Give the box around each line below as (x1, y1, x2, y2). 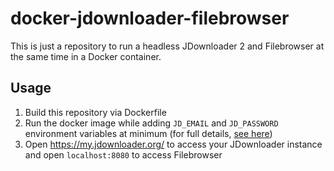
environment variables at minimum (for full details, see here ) (24, 127, 273, 139)
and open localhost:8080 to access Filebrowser (24, 148, 223, 161)
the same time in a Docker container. (10, 50, 162, 62)
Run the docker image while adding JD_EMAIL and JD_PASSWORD (24, 117, 279, 129)
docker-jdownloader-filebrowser (10, 7, 290, 30)
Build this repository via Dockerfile (24, 106, 167, 118)
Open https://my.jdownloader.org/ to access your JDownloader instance (24, 138, 323, 150)
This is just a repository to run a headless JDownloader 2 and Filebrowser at (10, 40, 325, 52)
